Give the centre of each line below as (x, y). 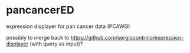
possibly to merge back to (38, 37)
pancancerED (40, 10)
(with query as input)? (56, 44)
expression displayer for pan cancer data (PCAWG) (68, 26)
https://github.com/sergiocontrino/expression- (127, 37)
